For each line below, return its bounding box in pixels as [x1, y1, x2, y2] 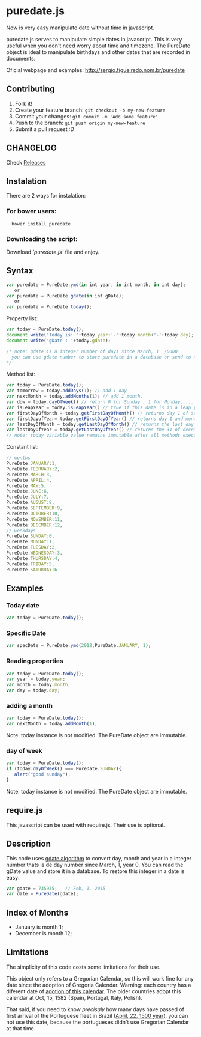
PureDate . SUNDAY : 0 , [6, 533, 55, 539]
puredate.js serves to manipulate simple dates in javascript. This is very [6, 35, 182, 43]
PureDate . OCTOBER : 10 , [6, 511, 60, 517]
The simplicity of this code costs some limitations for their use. [6, 963, 161, 970]
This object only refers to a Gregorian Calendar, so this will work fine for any [6, 975, 194, 982]
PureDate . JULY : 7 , [6, 494, 50, 500]
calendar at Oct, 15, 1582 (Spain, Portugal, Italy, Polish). [6, 994, 142, 1001]
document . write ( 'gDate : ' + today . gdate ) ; [6, 338, 111, 344]
